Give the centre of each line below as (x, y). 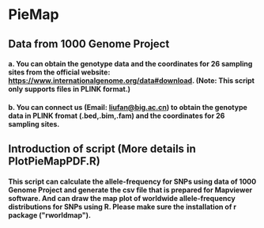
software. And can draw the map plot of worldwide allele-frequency (122, 198)
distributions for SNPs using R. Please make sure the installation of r (123, 207)
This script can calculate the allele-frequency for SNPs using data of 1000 (132, 181)
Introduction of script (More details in (102, 149)
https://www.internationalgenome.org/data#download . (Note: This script (132, 81)
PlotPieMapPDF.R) (54, 161)
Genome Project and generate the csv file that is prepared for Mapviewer (130, 190)
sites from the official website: (59, 72)
